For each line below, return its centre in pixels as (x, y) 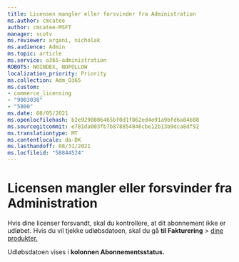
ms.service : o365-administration (57, 61)
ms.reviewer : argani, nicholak (54, 41)
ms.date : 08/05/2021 (38, 113)
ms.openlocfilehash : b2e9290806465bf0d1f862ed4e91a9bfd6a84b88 (103, 120)
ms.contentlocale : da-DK (44, 140)
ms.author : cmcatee (36, 21)
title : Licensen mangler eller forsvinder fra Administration (102, 14)
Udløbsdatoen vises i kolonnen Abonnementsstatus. (86, 252)
